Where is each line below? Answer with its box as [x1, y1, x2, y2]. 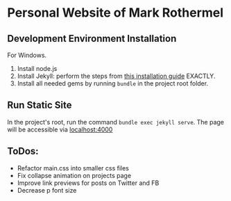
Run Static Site [7, 99, 72, 111]
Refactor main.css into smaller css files [17, 163, 130, 172]
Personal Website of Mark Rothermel [7, 5, 224, 21]
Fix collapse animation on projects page [17, 171, 132, 179]
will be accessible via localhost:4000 [7, 125, 113, 134]
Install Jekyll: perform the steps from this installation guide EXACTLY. [17, 72, 216, 80]
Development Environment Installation [7, 33, 177, 45]
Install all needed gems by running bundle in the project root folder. [17, 79, 209, 88]
